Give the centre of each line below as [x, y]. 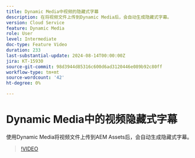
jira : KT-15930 [25, 61]
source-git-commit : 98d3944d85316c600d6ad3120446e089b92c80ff [84, 67]
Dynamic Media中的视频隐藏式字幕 [92, 120]
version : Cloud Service [35, 22]
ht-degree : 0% [24, 83]
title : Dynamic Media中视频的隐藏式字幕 [53, 12]
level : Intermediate [32, 39]
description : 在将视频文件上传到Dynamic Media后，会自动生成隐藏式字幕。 [89, 17]
